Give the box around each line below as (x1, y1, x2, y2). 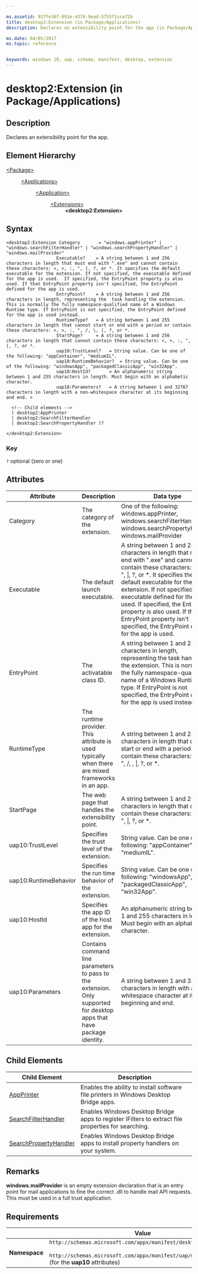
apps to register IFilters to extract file (80, 1115, 183, 1123)
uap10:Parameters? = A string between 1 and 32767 (56, 384, 189, 390)
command (81, 947, 110, 955)
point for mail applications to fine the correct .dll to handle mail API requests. (6, 1189, 192, 1196)
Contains (81, 940, 107, 948)
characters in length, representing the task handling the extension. (6, 296, 186, 302)
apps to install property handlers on (80, 1139, 179, 1147)
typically (81, 752, 105, 760)
